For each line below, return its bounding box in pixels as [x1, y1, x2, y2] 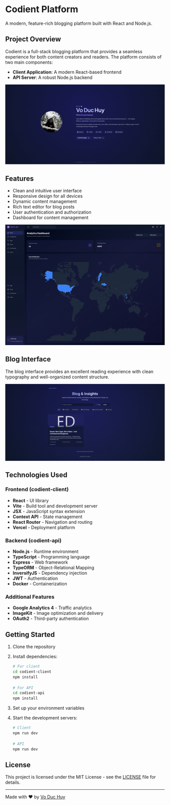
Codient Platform [5, 4, 78, 15]
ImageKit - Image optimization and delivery [12, 610, 104, 616]
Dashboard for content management [12, 215, 89, 221]
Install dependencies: [12, 654, 58, 660]
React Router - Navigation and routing [12, 519, 93, 525]
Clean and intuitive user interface [12, 188, 82, 194]
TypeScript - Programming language [12, 554, 90, 560]
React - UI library [12, 497, 49, 503]
